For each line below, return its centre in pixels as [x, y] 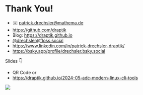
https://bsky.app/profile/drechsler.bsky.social [59, 51]
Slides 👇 [14, 61]
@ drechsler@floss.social [38, 40]
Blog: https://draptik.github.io [42, 35]
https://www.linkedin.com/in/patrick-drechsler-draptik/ [69, 46]
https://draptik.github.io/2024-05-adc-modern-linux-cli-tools [75, 78]
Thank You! [29, 9]
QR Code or [24, 72]
